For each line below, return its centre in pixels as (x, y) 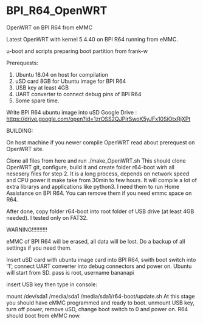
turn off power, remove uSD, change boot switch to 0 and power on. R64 (97, 309)
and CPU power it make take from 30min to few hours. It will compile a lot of (102, 180)
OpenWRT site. (25, 149)
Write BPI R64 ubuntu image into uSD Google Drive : (72, 112)
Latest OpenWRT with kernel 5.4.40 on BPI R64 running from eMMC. (92, 39)
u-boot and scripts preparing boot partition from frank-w (77, 51)
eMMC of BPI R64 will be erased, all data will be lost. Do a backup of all (96, 241)
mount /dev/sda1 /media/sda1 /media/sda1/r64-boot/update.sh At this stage (101, 296)
